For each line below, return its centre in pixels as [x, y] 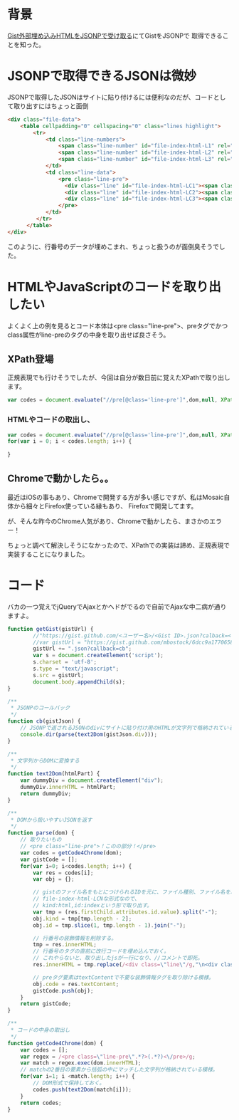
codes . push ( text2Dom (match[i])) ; [83, 1089]
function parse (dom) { [41, 833]
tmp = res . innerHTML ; [65, 945]
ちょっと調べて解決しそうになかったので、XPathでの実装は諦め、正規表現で [119, 545]
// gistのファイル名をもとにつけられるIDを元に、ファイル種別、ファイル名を [132, 892]
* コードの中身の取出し [40, 1030]
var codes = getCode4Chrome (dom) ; [71, 853]
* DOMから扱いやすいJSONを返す [51, 820]
